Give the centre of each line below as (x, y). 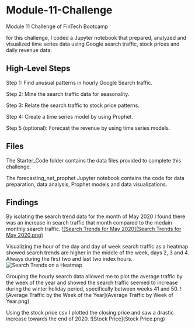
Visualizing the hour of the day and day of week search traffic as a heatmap (97, 247)
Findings (22, 202)
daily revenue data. (29, 50)
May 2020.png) (25, 235)
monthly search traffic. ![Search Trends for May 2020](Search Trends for (94, 229)
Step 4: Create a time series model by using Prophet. (69, 116)
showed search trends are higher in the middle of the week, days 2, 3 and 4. (98, 253)
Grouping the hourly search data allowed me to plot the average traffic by (94, 277)
